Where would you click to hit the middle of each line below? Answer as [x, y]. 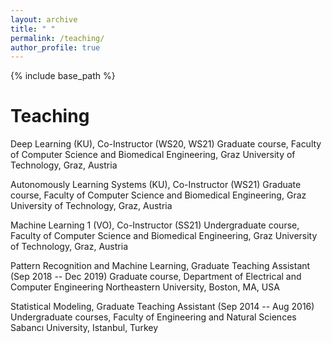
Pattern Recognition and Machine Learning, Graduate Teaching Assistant [160, 266]
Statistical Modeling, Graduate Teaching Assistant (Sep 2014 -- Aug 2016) [162, 307]
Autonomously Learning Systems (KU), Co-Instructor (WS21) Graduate [156, 185]
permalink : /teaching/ [57, 38]
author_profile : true [55, 47]
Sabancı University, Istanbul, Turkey [84, 328]
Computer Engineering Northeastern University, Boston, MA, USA [145, 287]
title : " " [33, 29]
